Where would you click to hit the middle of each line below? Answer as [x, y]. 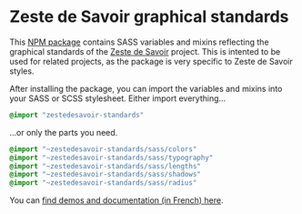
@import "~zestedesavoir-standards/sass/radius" [103, 183]
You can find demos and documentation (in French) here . [117, 200]
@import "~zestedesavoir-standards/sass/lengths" [106, 166]
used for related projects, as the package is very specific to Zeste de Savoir [151, 61]
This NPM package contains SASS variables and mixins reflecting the [140, 42]
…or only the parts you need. [64, 132]
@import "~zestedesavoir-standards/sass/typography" [111, 158]
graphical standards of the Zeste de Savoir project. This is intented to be [145, 51]
